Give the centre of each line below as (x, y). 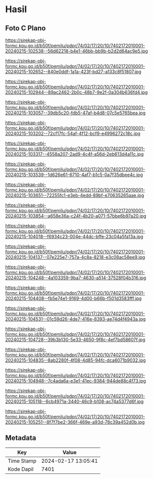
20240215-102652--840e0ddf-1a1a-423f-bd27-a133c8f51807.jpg (73, 72)
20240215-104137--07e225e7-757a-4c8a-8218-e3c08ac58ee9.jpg (75, 257)
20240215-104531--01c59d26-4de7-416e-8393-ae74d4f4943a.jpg (75, 319)
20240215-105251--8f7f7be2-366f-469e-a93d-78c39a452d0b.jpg (75, 422)
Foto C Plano (25, 28)
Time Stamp (22, 461)
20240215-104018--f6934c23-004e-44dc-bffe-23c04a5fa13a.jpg (74, 236)
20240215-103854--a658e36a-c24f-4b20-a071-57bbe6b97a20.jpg (76, 216)
